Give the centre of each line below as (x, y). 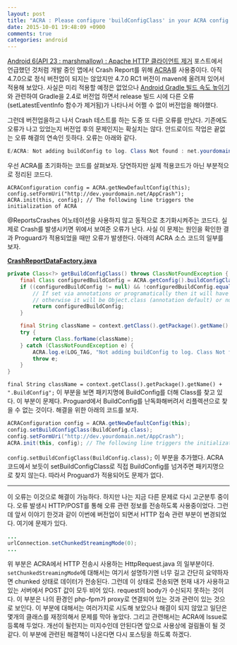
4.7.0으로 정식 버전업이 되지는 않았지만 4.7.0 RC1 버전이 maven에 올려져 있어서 (116, 79)
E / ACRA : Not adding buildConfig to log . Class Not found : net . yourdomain (120, 151)
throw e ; (45, 358)
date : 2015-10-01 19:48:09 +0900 (56, 27)
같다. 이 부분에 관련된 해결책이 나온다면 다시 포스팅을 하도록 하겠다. (99, 634)
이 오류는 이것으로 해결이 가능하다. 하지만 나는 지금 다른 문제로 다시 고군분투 (112, 496)
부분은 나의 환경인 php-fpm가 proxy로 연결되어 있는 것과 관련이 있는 (118, 599)
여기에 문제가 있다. (42, 523)
